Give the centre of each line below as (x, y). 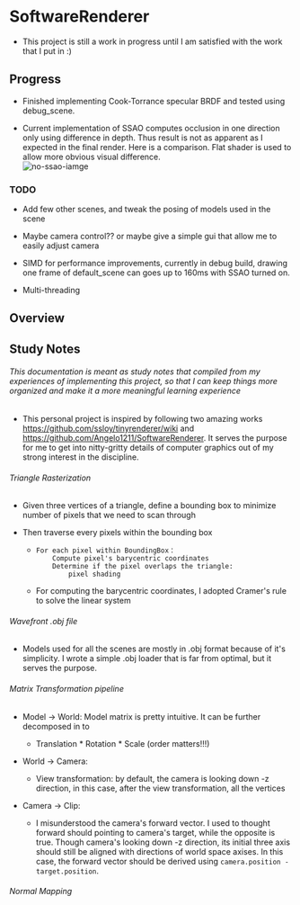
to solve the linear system (84, 601)
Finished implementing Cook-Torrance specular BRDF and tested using (154, 101)
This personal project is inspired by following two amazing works (142, 419)
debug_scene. (49, 111)
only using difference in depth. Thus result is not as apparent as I (142, 138)
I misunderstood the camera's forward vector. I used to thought (153, 823)
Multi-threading (51, 291)
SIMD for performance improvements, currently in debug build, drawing (154, 264)
